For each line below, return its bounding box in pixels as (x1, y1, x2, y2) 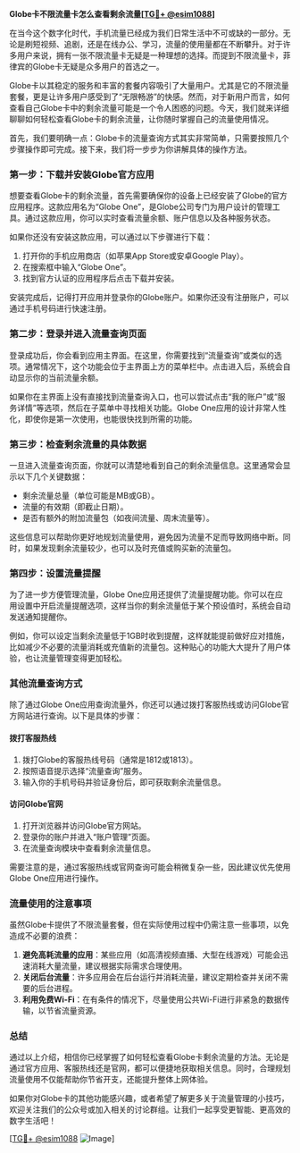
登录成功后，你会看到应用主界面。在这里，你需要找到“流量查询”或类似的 (9, 349, 275, 360)
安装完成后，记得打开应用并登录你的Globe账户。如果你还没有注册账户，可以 (9, 292, 289, 303)
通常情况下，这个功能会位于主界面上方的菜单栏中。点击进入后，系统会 (24, 361, 283, 372)
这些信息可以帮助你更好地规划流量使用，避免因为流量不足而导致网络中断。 (9, 531, 283, 542)
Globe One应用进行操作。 (9, 872, 104, 883)
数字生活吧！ (9, 1115, 56, 1126)
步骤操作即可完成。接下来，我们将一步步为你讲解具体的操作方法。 (9, 144, 252, 155)
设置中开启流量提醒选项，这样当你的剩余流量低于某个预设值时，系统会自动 (16, 601, 291, 611)
